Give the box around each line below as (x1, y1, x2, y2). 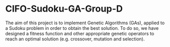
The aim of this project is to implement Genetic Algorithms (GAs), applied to (5, 20, 165, 26)
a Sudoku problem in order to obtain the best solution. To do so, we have (5, 25, 159, 31)
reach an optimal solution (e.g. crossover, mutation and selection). (5, 36, 145, 42)
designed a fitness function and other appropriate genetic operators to (5, 30, 155, 36)
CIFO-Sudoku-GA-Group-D (5, 3, 123, 15)
